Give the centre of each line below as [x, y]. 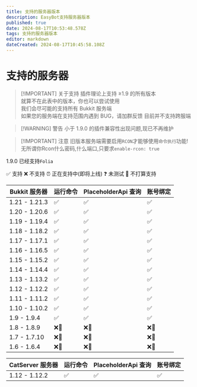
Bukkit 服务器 [29, 192]
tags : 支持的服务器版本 [32, 34]
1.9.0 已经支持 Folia [30, 161]
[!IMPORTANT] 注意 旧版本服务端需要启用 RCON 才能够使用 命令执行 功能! [104, 141]
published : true [26, 23]
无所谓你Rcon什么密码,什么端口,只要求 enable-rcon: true [90, 148]
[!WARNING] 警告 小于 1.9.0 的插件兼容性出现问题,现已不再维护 [97, 128]
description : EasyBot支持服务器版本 [48, 17]
